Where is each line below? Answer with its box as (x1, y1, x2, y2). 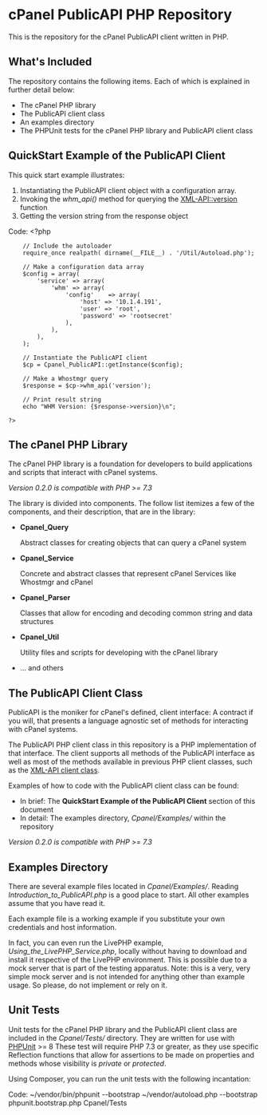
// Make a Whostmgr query (22, 374, 109, 382)
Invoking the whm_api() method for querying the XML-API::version (19, 194, 238, 204)
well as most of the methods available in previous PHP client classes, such (8, 757, 253, 767)
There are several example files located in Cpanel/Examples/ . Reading (8, 882, 239, 891)
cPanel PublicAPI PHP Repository (8, 6, 233, 24)
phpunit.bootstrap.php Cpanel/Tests (8, 1097, 128, 1107)
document (19, 805, 54, 815)
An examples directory (19, 117, 95, 127)
